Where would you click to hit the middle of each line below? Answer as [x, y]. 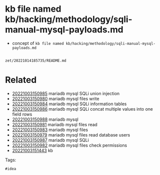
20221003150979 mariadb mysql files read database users [71, 135]
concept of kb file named [38, 43]
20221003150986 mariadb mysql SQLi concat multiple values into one [82, 109]
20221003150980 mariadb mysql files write [56, 98]
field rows [22, 114]
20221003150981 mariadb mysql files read [55, 124]
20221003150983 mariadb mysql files [50, 130]
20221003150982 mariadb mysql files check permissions [70, 145]
